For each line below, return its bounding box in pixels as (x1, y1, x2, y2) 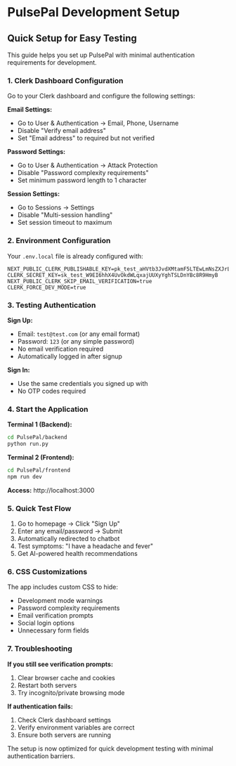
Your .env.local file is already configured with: (7, 252, 144, 260)
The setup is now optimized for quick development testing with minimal (7, 744, 214, 753)
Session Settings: (7, 190, 60, 198)
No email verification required (17, 344, 104, 353)
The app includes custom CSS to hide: (7, 583, 118, 591)
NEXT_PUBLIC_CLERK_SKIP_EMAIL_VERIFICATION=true (7, 278, 152, 285)
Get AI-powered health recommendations (17, 549, 138, 557)
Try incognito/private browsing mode (17, 688, 125, 696)
